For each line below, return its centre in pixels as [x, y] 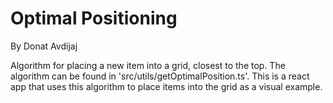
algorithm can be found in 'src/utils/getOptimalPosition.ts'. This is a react [160, 76]
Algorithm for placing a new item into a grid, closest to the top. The [148, 65]
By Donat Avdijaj [44, 46]
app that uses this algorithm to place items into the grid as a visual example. [166, 86]
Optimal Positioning [94, 18]
